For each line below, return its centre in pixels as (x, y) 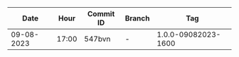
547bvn (97, 39)
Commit (101, 14)
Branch (137, 18)
